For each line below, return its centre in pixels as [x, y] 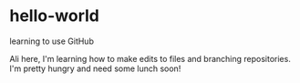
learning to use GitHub [52, 41]
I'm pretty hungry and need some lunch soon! [95, 68]
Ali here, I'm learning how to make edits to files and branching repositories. [150, 58]
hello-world [55, 16]
